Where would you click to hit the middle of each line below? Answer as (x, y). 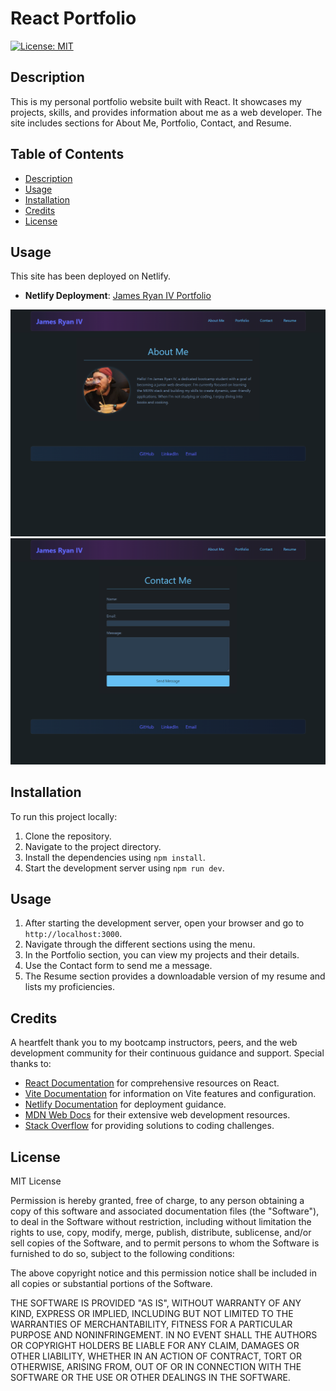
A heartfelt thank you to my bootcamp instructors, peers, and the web (154, 1043)
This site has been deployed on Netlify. (91, 276)
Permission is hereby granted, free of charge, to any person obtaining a (157, 1201)
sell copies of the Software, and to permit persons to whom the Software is (165, 1243)
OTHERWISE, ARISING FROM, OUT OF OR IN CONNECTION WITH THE (156, 1367)
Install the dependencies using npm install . (115, 857)
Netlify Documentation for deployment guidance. (125, 1104)
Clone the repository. (68, 836)
